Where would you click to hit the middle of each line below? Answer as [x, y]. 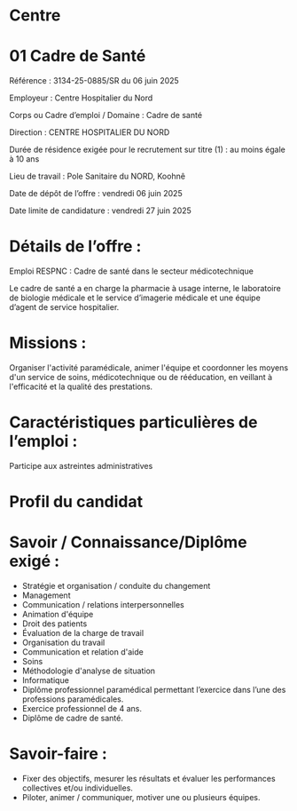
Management [46, 595]
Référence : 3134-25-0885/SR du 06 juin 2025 [94, 81]
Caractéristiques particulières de [133, 422]
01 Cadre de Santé [78, 56]
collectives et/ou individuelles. [77, 788]
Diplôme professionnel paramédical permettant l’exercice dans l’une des [154, 690]
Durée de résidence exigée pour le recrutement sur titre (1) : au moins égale [147, 150]
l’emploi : [43, 441]
